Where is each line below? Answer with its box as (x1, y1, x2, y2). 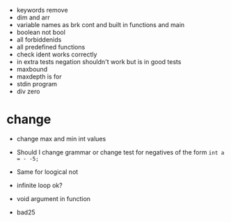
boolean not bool (16, 28, 65, 36)
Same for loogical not (16, 167, 79, 176)
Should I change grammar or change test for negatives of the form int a (16, 148, 225, 156)
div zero (16, 87, 40, 95)
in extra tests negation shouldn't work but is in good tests (16, 58, 182, 65)
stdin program (16, 80, 57, 88)
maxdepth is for (16, 72, 62, 81)
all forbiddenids (16, 35, 62, 44)
